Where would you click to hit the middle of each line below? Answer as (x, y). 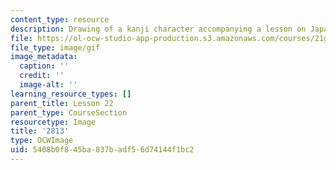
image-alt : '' (48, 85)
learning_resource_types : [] (71, 94)
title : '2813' (40, 131)
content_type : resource (60, 19)
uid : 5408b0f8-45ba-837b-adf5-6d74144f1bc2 (102, 150)
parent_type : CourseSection (69, 112)
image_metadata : (44, 57)
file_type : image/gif (55, 47)
